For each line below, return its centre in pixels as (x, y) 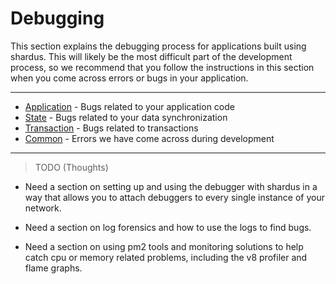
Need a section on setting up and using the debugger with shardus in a (171, 186)
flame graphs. (53, 268)
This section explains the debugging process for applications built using (158, 46)
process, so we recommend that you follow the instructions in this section (162, 67)
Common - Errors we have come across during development (149, 138)
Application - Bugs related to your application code (129, 106)
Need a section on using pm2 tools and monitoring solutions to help (164, 246)
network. (43, 208)
